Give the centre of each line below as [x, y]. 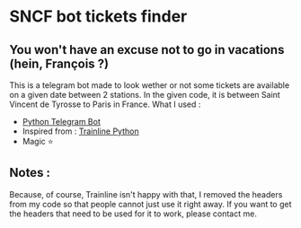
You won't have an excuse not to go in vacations [147, 50]
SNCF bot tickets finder [98, 17]
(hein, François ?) [59, 63]
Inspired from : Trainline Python [80, 131]
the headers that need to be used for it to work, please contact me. [133, 214]
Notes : [30, 173]
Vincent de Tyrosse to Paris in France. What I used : [105, 104]
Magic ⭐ [38, 141]
